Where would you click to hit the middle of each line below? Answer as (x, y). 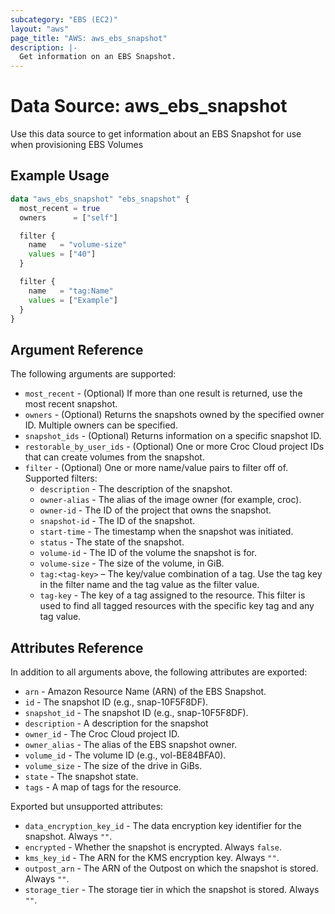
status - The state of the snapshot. (112, 542)
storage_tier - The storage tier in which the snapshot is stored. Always (172, 889)
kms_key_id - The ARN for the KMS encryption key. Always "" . (152, 857)
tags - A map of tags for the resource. (103, 787)
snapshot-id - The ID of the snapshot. (117, 521)
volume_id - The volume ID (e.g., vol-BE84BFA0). (125, 755)
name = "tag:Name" (71, 291)
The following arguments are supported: (93, 374)
